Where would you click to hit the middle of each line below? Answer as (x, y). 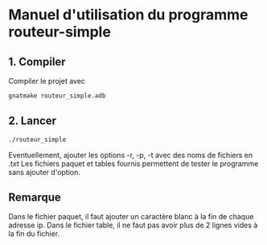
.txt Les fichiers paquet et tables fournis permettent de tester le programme (133, 164)
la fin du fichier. (34, 234)
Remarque (35, 197)
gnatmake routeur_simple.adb (57, 96)
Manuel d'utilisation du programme (128, 15)
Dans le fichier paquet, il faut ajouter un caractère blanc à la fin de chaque (131, 217)
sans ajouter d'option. (44, 172)
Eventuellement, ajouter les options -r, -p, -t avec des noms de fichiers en (131, 155)
